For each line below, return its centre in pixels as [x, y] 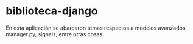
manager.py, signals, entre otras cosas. [55, 34]
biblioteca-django [52, 11]
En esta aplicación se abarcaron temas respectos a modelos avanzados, [96, 28]
